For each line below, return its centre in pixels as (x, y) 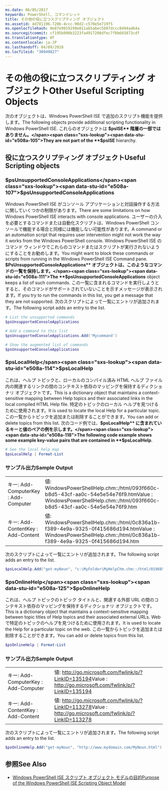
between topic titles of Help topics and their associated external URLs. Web (83, 617)
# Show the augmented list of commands (47, 345)
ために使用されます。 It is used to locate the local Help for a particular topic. (83, 410)
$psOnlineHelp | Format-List (35, 645)
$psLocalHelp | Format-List (34, 454)
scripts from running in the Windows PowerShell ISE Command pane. (76, 259)
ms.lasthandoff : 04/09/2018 (34, 47)
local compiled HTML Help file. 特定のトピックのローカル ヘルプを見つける (82, 404)
